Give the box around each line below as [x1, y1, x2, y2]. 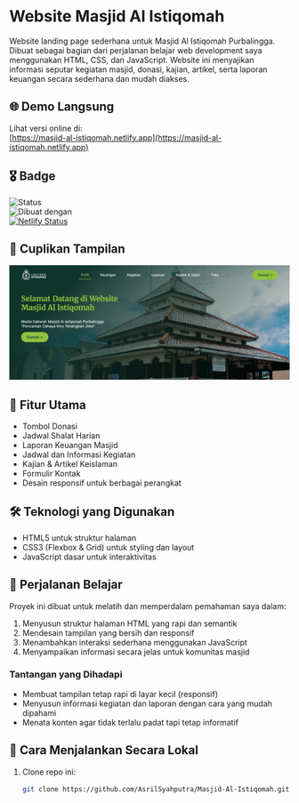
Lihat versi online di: [9, 123, 83, 133]
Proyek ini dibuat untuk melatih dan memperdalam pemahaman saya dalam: [9, 600, 287, 611]
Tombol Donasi [21, 421, 78, 431]
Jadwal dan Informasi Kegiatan [21, 449, 136, 460]
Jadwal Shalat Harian [21, 430, 101, 441]
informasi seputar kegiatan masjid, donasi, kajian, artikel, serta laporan [9, 64, 268, 75]
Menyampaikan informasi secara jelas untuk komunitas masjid [21, 646, 250, 657]
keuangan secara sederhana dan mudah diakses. [9, 73, 190, 84]
